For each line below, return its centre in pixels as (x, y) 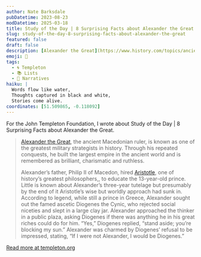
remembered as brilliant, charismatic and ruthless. (83, 161)
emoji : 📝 (17, 56)
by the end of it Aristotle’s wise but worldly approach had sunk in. (101, 191)
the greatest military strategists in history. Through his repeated (99, 148)
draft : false (22, 46)
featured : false (26, 40)
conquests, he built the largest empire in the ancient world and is (101, 154)
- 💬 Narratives (31, 78)
